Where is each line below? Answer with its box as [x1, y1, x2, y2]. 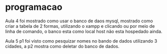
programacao [5, 1, 62, 13]
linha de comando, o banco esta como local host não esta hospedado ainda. [5, 28, 162, 34]
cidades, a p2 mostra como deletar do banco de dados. [5, 43, 120, 49]
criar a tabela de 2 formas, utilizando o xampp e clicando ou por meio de [5, 23, 155, 29]
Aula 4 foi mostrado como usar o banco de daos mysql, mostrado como [5, 18, 153, 24]
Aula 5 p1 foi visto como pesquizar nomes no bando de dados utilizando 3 [5, 38, 157, 44]
